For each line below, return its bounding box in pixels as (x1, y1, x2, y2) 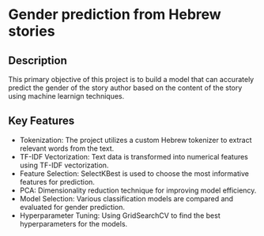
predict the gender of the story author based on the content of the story (8, 83, 243, 92)
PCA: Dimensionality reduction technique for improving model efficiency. (19, 185, 257, 195)
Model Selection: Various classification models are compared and (19, 193, 234, 203)
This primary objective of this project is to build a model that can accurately (8, 75, 255, 84)
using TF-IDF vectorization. (19, 160, 109, 170)
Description (8, 54, 67, 67)
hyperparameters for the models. (19, 219, 128, 228)
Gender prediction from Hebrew (8, 6, 221, 24)
